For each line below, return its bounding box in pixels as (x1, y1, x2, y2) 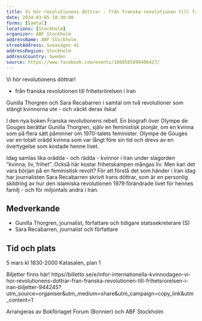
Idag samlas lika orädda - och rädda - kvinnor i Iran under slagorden (6, 154, 176, 161)
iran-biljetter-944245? (6, 284, 62, 291)
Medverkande (6, 203, 60, 213)
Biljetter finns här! (6, 271, 50, 278)
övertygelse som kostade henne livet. (6, 142, 99, 150)
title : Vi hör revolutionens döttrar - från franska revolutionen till (6, 8, 189, 15)
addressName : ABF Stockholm (6, 37, 77, 43)
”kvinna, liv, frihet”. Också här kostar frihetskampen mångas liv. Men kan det (6, 160, 195, 168)
